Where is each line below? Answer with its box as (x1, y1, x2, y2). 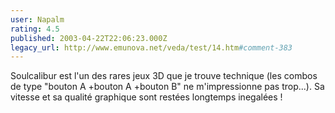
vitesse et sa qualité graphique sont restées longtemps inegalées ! (10, 91, 283, 103)
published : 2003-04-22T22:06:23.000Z (10, 33, 168, 43)
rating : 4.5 (10, 24, 60, 34)
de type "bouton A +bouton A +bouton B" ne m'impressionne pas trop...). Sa (10, 81, 325, 93)
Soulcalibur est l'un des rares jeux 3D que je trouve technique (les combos (10, 70, 318, 82)
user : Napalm (10, 14, 65, 25)
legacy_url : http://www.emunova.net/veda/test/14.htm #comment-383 (10, 42, 293, 53)
